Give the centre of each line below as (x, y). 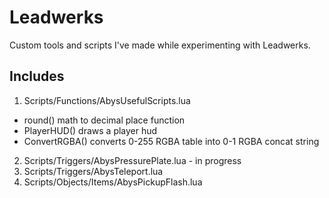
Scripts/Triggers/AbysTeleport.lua (93, 171)
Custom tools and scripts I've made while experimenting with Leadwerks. (160, 45)
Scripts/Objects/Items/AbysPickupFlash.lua (113, 182)
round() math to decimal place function (104, 120)
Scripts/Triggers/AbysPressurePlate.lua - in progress (132, 160)
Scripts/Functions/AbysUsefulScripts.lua (107, 100)
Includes (37, 76)
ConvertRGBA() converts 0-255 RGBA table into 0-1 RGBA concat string (171, 141)
